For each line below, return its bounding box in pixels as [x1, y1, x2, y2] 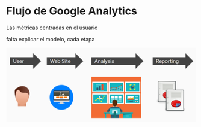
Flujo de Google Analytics [6, 4, 137, 18]
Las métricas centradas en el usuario [6, 24, 98, 31]
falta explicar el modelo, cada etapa [6, 35, 95, 43]
